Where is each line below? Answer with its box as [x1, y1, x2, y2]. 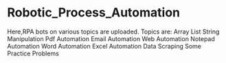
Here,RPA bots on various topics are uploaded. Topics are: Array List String [7, 27, 220, 36]
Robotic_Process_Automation [7, 5, 181, 21]
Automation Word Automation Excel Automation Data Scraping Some [7, 42, 201, 50]
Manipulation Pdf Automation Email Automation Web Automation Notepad [7, 34, 215, 42]
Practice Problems [7, 49, 60, 58]
